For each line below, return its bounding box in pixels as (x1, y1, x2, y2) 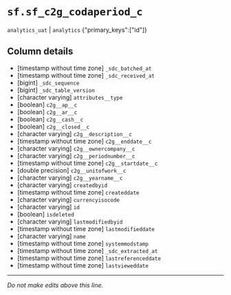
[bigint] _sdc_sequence (16, 78, 80, 87)
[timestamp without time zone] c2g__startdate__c (16, 159, 158, 167)
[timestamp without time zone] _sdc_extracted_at (16, 246, 158, 254)
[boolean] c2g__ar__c (16, 107, 78, 116)
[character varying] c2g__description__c (16, 129, 133, 138)
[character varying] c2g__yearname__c (16, 173, 123, 182)
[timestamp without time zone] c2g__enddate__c (16, 137, 152, 145)
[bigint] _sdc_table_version (16, 85, 95, 94)
